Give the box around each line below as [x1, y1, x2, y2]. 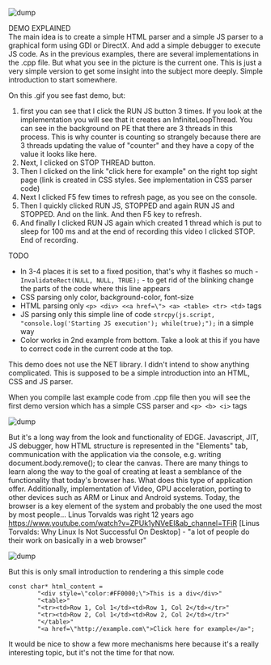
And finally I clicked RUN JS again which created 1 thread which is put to [19, 218, 262, 227]
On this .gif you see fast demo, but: [8, 91, 126, 100]
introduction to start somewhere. [8, 75, 117, 84]
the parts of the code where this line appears [19, 284, 171, 293]
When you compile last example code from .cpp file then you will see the [8, 392, 251, 402]
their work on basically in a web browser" [8, 536, 147, 545]
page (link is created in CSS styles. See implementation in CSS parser [19, 175, 252, 184]
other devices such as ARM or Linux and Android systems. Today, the [8, 493, 240, 502]
